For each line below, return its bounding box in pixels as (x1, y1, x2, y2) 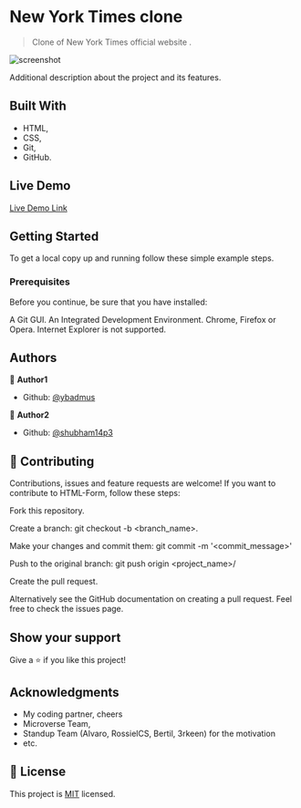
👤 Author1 (9, 374, 48, 385)
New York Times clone (9, 6, 183, 27)
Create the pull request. (9, 576, 99, 587)
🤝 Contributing (9, 453, 95, 469)
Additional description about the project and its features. (9, 71, 222, 83)
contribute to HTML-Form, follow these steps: (9, 488, 181, 499)
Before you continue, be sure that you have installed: (9, 296, 208, 307)
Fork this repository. (9, 505, 85, 516)
